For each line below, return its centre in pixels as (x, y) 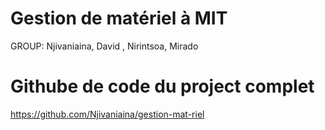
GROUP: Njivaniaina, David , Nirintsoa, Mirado (104, 46)
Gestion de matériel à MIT (119, 18)
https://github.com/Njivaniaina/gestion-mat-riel (107, 114)
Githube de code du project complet (162, 86)
